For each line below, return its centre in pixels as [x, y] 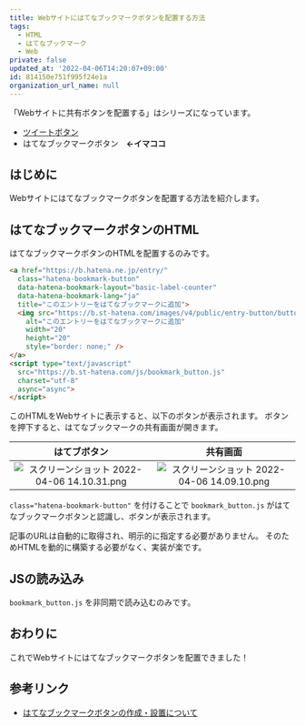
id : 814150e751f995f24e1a [58, 77]
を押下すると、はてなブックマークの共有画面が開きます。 [117, 428]
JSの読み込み [47, 579]
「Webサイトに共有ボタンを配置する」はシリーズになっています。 [133, 112]
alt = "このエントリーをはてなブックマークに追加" [106, 321]
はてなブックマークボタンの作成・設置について [110, 712]
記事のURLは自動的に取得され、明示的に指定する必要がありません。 [137, 536]
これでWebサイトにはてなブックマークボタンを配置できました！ [129, 657]
